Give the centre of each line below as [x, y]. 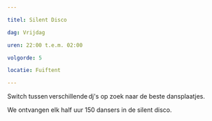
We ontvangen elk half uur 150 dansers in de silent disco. [90, 110]
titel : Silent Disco [37, 20]
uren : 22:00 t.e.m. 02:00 [45, 45]
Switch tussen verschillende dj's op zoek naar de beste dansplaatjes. [106, 97]
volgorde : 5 [24, 58]
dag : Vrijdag [26, 32]
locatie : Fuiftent [34, 71]
